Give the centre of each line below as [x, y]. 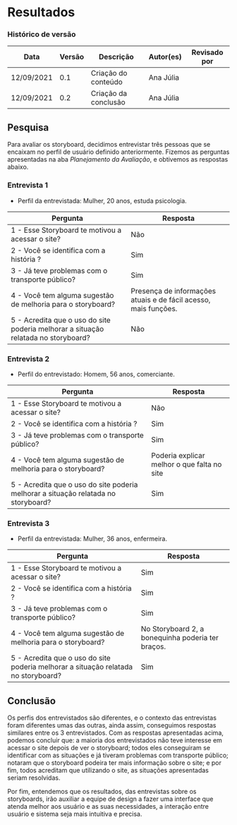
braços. [153, 646]
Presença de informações [174, 291]
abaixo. [18, 167]
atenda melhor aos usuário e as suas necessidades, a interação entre [108, 806]
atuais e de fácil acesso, [171, 299]
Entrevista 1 [28, 186]
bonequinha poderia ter [180, 638]
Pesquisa [28, 127]
